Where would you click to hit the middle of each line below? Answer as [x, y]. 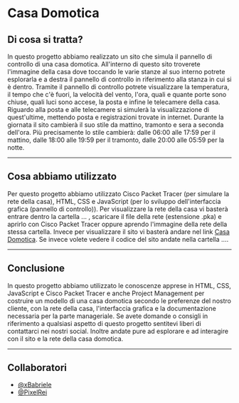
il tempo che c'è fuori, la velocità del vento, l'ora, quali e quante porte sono [117, 95]
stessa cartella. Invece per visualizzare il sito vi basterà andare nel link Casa [118, 231]
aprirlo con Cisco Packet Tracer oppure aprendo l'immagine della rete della [117, 224]
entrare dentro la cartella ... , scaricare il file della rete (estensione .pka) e [115, 216]
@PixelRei [32, 392]
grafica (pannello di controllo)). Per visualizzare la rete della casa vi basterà [118, 209]
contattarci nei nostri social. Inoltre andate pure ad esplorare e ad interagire [118, 331]
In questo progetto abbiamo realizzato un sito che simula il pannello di [110, 56]
